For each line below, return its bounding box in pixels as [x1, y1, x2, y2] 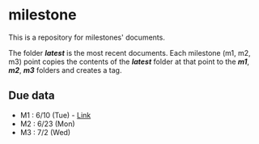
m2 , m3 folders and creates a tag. [8, 65, 122, 74]
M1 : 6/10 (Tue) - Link [19, 110, 91, 120]
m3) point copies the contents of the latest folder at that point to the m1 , [8, 57, 249, 66]
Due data [8, 89, 55, 103]
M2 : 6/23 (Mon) [19, 119, 75, 129]
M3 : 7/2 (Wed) [19, 127, 71, 137]
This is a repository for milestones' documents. [8, 32, 166, 42]
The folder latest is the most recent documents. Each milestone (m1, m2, [8, 48, 251, 57]
